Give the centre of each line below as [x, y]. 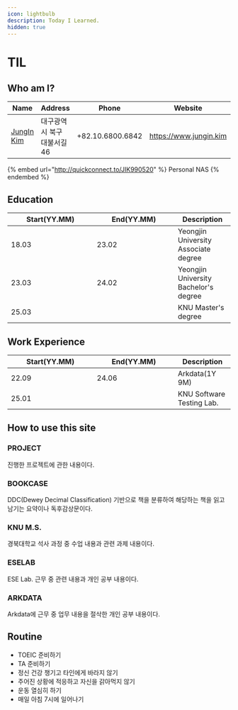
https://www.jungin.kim [188, 136]
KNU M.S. [24, 527]
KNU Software [202, 394]
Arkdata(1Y [197, 373]
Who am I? [31, 88]
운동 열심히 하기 [39, 690]
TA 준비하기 [34, 663]
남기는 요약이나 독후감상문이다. [50, 509]
